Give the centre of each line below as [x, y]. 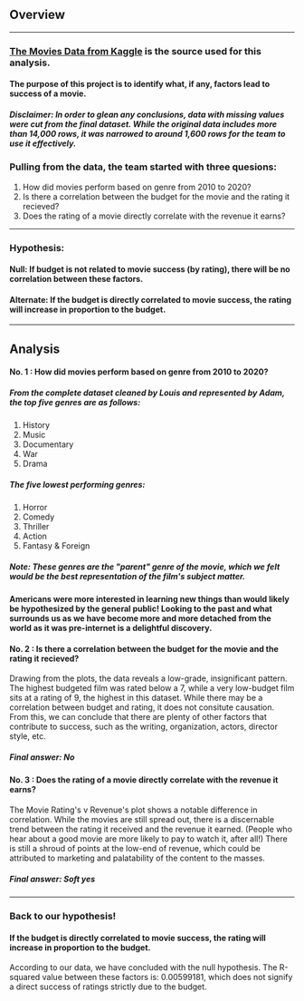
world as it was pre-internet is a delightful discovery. [111, 628]
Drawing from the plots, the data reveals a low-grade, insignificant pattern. [148, 678]
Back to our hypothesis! [63, 916]
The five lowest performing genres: [77, 484]
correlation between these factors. [76, 279]
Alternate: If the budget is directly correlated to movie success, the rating [151, 299]
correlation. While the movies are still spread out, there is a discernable [142, 820]
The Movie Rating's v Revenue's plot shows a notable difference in [133, 810]
